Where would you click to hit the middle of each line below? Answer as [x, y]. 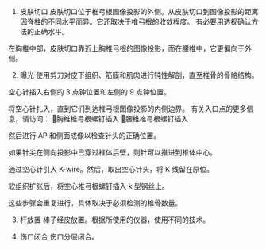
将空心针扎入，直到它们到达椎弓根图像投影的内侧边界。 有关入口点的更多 [127, 109]
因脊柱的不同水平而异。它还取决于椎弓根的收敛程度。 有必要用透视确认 [135, 21]
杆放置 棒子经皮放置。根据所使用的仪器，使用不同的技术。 [115, 220]
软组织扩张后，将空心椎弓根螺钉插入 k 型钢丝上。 [89, 186]
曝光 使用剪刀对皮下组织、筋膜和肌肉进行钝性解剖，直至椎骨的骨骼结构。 [139, 75]
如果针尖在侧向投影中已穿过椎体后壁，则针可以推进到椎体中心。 [112, 152]
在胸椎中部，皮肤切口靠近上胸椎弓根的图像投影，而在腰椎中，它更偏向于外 [130, 48]
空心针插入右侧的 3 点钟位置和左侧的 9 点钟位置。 [90, 92]
